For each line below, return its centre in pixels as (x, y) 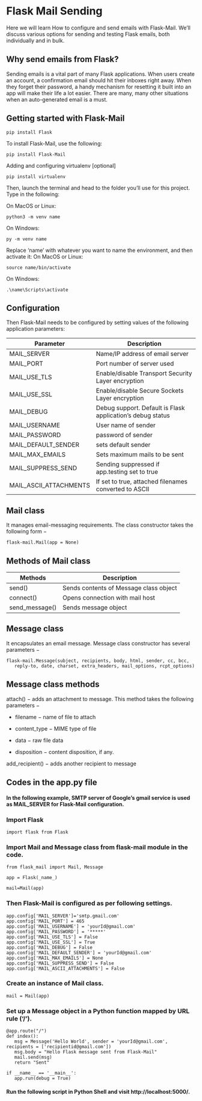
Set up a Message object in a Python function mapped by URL (98, 1011)
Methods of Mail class (48, 561)
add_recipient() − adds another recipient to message (71, 763)
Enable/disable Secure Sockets (140, 391)
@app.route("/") (26, 1031)
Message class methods (53, 685)
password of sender (124, 435)
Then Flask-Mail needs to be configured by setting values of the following (98, 322)
